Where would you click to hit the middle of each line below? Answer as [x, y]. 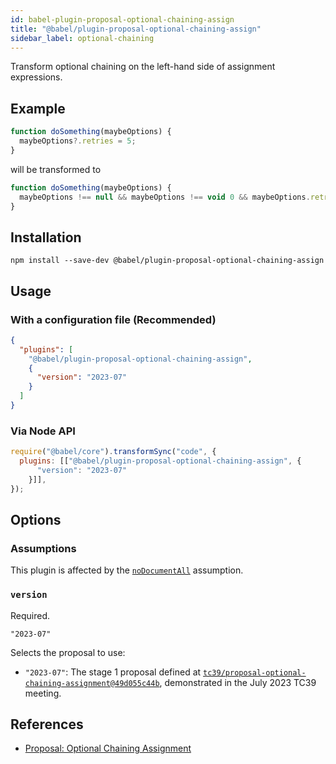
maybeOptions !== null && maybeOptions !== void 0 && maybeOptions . [165, 197]
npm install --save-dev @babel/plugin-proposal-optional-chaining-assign [167, 261]
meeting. [43, 693]
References [47, 724]
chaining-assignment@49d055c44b [92, 683]
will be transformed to [56, 169]
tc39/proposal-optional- [255, 672]
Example [38, 108]
